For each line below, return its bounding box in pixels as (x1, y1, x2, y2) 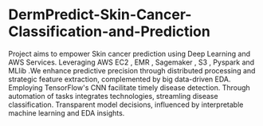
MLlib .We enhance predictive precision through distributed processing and (8, 65, 256, 75)
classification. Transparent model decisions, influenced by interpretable (8, 100, 244, 109)
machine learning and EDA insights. (8, 108, 125, 117)
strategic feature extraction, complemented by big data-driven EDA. (8, 74, 231, 84)
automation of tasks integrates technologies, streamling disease (8, 91, 218, 100)
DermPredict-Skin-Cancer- (8, 6, 192, 24)
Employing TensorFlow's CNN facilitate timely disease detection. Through (8, 82, 251, 93)
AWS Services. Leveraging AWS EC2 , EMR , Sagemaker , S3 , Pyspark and (8, 57, 255, 67)
